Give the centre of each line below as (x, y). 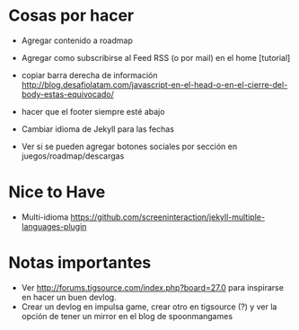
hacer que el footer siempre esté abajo (93, 111)
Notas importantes (80, 263)
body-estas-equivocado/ (67, 94)
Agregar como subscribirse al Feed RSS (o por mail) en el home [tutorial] (156, 57)
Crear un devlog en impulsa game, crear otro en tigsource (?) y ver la (149, 307)
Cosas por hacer (71, 16)
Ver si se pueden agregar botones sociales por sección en (129, 146)
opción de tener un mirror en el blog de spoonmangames (127, 316)
